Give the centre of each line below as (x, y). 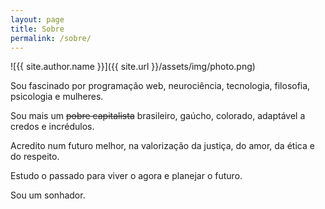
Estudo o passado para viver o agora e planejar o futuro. (126, 176)
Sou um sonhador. (48, 195)
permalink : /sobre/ (51, 38)
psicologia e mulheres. (57, 97)
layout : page (37, 19)
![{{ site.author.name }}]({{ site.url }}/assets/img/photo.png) (133, 67)
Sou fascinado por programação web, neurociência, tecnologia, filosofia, (160, 86)
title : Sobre (37, 29)
